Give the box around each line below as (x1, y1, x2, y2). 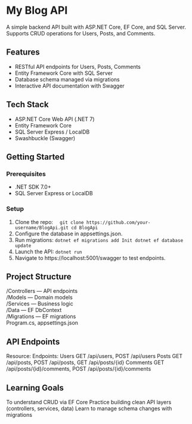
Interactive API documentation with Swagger (14, 82, 125, 89)
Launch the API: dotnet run (14, 248, 82, 255)
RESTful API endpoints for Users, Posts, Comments (14, 63, 141, 70)
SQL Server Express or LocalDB (14, 190, 94, 197)
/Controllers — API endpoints (6, 287, 78, 295)
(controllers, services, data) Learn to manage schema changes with (6, 405, 172, 412)
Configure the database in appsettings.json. (14, 230, 123, 237)
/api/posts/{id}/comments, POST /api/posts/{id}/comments (6, 365, 151, 372)
